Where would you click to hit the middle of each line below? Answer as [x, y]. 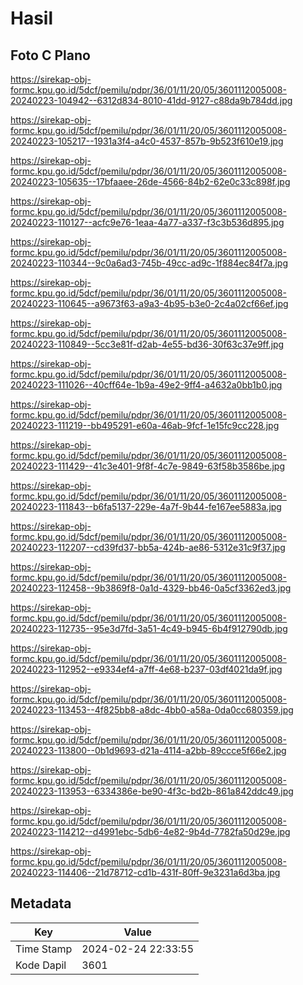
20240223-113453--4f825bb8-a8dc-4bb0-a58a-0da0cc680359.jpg [152, 710]
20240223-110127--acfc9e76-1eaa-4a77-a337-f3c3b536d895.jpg [147, 222]
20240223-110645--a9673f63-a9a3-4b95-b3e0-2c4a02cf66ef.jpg [149, 303]
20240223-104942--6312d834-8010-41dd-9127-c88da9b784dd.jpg [151, 100]
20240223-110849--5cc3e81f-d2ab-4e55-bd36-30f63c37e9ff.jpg [147, 344]
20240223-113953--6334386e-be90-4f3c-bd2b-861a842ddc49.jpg [152, 791]
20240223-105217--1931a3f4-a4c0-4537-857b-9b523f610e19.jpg [147, 141]
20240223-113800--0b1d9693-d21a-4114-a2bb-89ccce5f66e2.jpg [148, 750]
